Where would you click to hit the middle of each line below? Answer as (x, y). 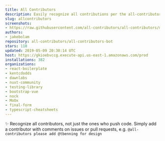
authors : (14, 32)
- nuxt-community (23, 82)
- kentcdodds (18, 73)
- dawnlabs (16, 78)
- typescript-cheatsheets (31, 110)
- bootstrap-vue (22, 92)
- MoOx (12, 101)
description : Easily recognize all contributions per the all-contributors (84, 14)
